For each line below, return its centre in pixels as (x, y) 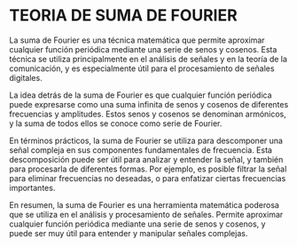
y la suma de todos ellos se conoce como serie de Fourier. (116, 123)
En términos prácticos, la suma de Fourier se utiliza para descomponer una (146, 140)
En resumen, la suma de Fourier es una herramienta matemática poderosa (144, 204)
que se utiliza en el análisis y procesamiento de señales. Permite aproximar (146, 214)
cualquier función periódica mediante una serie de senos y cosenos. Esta (143, 49)
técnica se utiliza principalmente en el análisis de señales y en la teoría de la (148, 59)
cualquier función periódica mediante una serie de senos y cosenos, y (137, 224)
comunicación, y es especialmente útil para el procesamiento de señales (142, 68)
